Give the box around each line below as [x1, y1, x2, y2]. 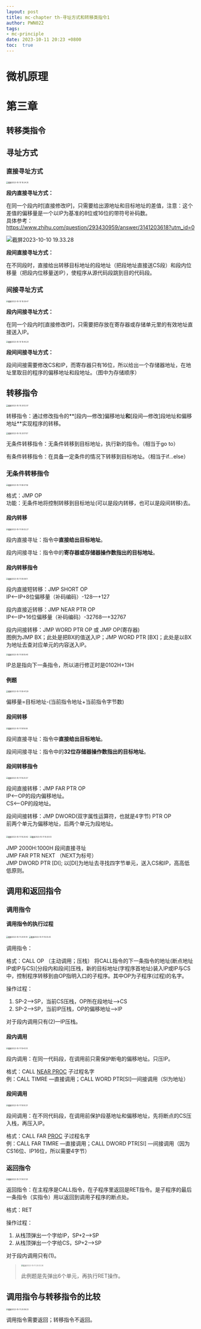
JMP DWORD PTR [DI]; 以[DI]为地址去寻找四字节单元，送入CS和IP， [6, 859, 175, 866]
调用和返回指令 [6, 886, 62, 896]
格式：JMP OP [6, 491, 42, 499]
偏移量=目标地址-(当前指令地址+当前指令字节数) [6, 698, 124, 706]
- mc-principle [6, 31, 44, 37]
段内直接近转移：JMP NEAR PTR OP [6, 606, 96, 613]
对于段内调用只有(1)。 [6, 1252, 60, 1259]
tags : [6, 25, 20, 32]
